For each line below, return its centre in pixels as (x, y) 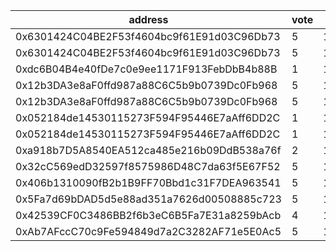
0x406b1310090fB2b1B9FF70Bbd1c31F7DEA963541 (148, 182)
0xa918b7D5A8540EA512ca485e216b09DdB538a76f (148, 150)
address (148, 19)
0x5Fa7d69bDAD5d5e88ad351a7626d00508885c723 (148, 199)
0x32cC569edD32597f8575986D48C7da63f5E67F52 (148, 166)
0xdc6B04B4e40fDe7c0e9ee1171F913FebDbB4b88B (146, 69)
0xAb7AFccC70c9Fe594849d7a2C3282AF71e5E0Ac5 (148, 231)
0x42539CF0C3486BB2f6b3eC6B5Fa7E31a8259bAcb (148, 215)
